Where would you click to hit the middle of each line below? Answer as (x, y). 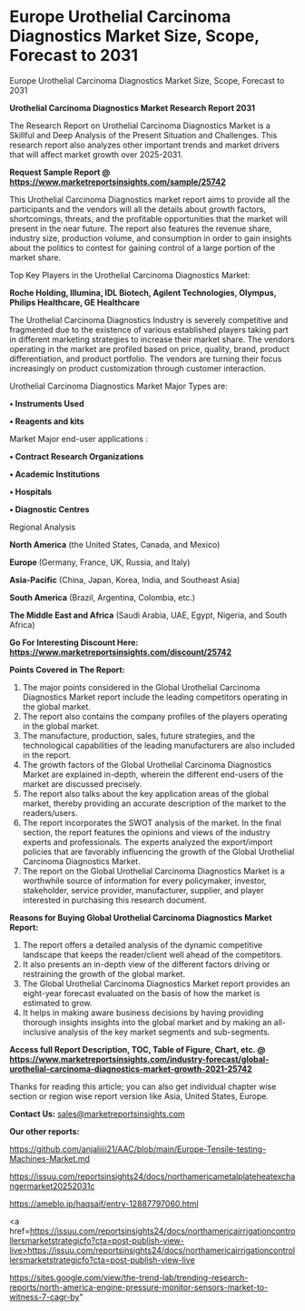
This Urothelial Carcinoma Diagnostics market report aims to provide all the (150, 199)
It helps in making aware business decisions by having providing (143, 1013)
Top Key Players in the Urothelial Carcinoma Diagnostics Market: (130, 275)
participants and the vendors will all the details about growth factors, (138, 209)
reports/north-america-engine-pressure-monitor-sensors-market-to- (139, 1287)
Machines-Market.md (50, 1158)
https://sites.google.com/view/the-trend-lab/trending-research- (129, 1277)
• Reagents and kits (47, 421)
